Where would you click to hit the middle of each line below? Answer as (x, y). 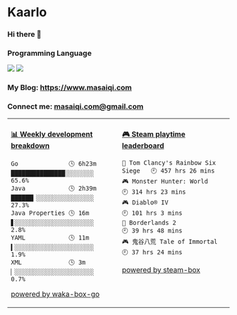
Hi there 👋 (25, 35)
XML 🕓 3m (48, 262)
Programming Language (49, 54)
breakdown (30, 146)
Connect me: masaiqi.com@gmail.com (75, 106)
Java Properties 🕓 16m (50, 213)
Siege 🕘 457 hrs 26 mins (169, 171)
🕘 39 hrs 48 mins (152, 231)
